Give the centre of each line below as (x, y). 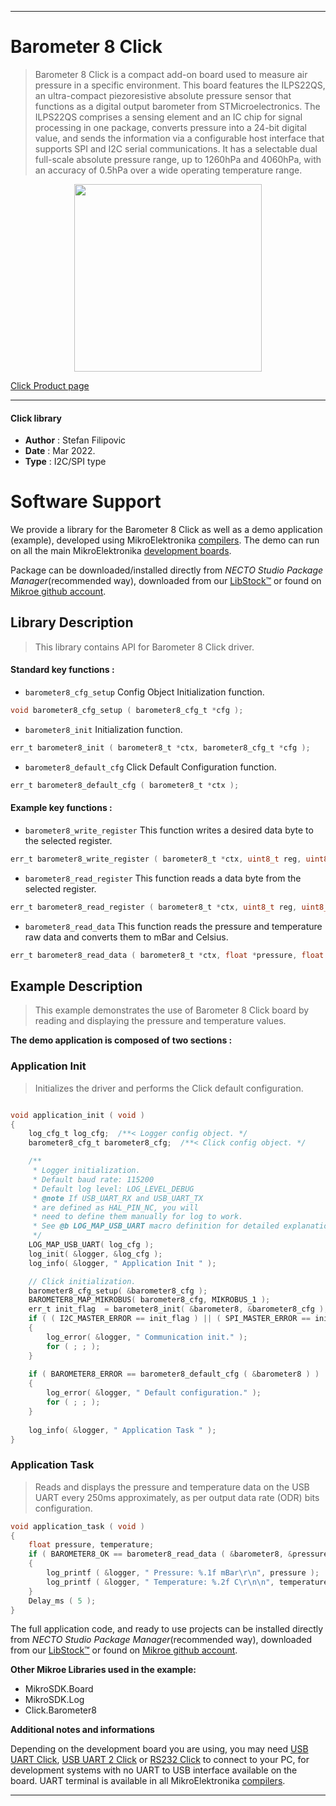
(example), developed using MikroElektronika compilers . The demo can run (165, 540)
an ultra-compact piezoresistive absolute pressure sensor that (163, 95)
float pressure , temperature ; (91, 1545)
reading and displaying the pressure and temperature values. (160, 1021)
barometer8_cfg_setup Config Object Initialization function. (144, 692)
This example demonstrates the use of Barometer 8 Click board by (172, 1010)
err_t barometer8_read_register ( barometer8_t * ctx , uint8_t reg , (154, 907)
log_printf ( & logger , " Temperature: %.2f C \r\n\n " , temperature (187, 1582)
